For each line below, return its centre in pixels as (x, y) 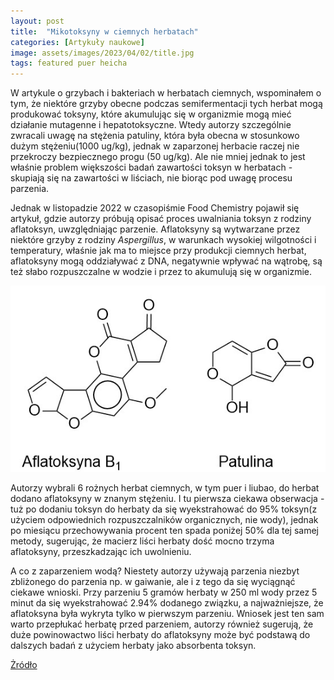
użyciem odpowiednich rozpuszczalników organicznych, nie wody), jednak (164, 520)
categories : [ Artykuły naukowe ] (77, 42)
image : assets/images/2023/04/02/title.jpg (102, 53)
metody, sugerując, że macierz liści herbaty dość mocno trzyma (142, 541)
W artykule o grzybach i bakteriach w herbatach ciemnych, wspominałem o (166, 93)
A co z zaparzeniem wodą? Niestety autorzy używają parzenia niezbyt (155, 571)
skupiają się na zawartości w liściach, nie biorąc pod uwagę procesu (151, 178)
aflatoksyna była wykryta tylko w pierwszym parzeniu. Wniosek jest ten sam (167, 614)
